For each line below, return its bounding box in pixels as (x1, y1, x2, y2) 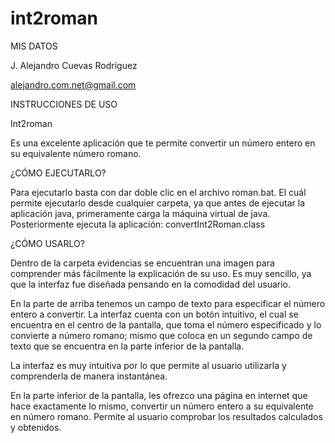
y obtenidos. (10, 421, 62, 433)
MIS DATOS (10, 40, 58, 52)
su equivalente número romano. (10, 147, 142, 159)
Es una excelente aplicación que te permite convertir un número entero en (10, 137, 316, 149)
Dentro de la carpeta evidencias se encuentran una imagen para (10, 257, 275, 269)
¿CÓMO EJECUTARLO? (10, 167, 107, 179)
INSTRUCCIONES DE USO (10, 98, 118, 110)
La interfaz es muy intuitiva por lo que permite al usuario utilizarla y (10, 359, 287, 371)
